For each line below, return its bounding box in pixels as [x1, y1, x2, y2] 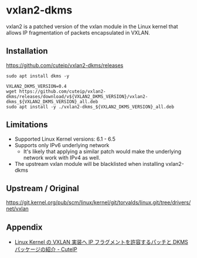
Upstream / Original [6, 183, 79, 193]
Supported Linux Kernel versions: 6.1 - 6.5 [14, 135, 116, 142]
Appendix [6, 222, 43, 232]
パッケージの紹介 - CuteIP [14, 246, 77, 253]
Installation [6, 46, 48, 56]
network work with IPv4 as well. [23, 154, 101, 161]
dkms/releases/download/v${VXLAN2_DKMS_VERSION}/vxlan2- [6, 93, 148, 100]
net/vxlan [6, 205, 29, 212]
